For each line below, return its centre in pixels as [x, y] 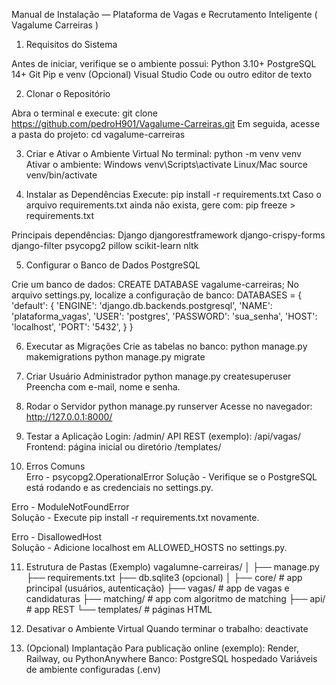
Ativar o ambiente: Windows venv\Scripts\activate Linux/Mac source [167, 164]
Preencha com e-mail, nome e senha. [103, 387]
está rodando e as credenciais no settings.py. [119, 487]
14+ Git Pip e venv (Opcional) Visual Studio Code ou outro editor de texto [162, 74]
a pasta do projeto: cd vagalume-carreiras [98, 134]
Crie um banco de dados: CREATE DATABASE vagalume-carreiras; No [155, 284]
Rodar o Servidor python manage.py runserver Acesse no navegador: [169, 406]
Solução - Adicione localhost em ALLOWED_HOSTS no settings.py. [149, 547]
